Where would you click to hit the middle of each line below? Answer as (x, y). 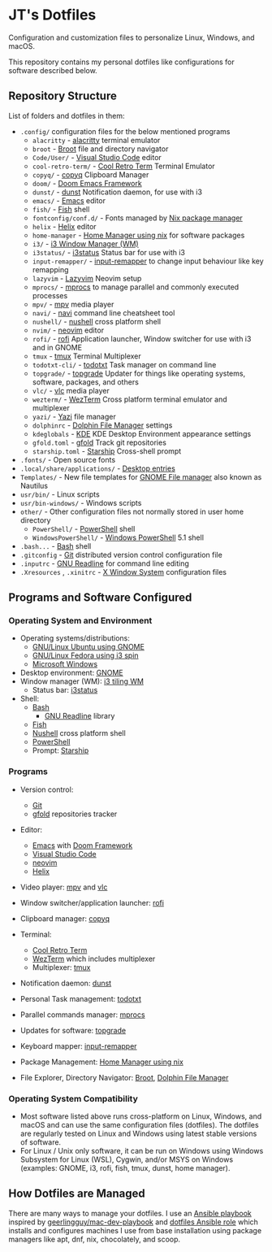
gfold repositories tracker (75, 814)
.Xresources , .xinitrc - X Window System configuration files (123, 572)
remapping (50, 269)
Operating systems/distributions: (75, 638)
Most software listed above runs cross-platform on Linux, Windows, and (141, 1116)
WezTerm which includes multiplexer (94, 959)
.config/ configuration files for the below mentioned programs (125, 131)
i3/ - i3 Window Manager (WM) (86, 243)
